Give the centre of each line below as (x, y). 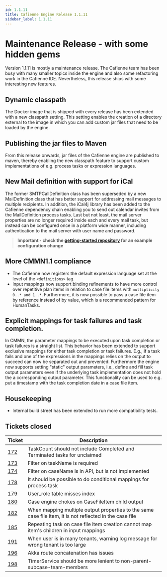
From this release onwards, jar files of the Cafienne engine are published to (82, 155)
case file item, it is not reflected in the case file (82, 516)
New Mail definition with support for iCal (69, 182)
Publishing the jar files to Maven (56, 143)
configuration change (40, 245)
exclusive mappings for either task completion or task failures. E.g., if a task (83, 351)
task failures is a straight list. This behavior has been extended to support (80, 346)
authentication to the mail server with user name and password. (70, 230)
